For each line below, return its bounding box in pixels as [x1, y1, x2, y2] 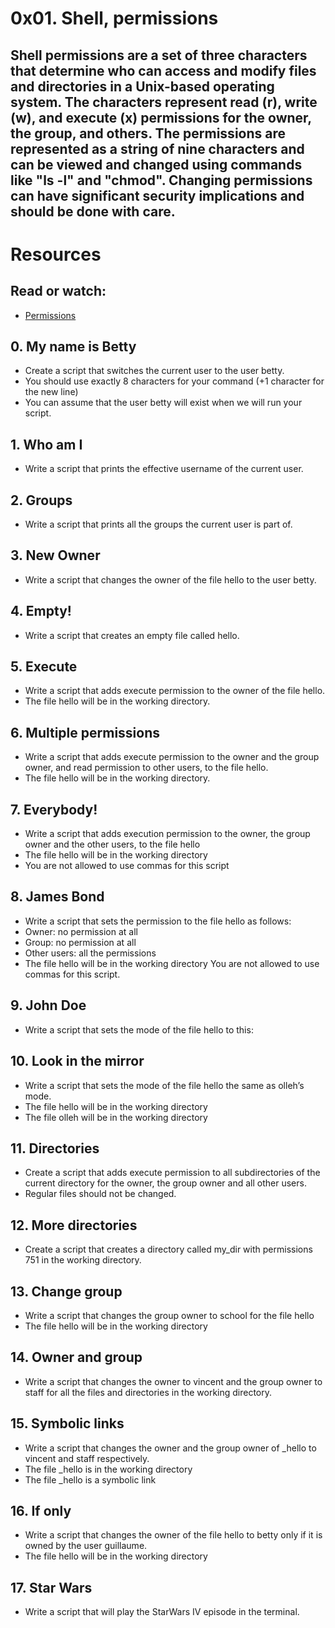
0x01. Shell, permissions [10, 7, 219, 30]
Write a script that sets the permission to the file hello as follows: [24, 915, 292, 927]
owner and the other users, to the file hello [24, 838, 201, 851]
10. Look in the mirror [10, 1053, 145, 1070]
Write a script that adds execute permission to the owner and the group [24, 751, 320, 763]
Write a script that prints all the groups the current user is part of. [24, 518, 293, 531]
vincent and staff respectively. [24, 1452, 150, 1464]
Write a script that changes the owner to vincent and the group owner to [24, 1375, 323, 1387]
